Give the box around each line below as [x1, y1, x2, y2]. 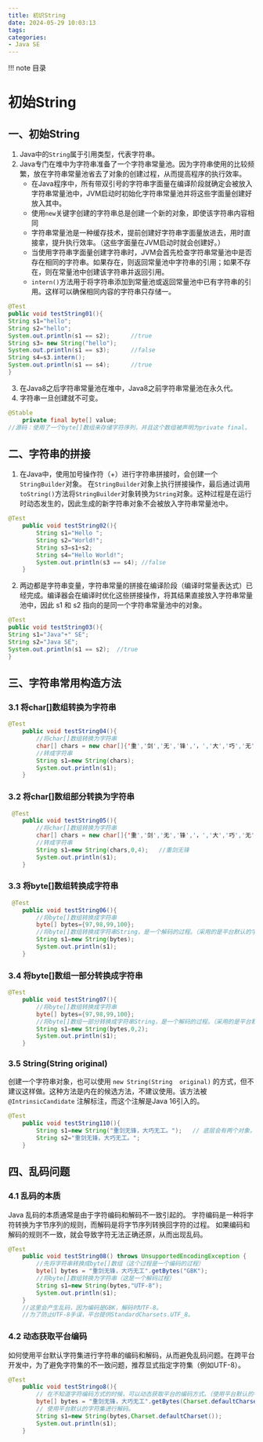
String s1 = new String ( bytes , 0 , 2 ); [36, 1025, 149, 1033]
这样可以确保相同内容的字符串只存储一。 [45, 287, 176, 297]
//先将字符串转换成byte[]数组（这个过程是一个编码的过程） [36, 1260, 204, 1268]
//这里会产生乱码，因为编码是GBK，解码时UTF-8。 [22, 1304, 163, 1312]
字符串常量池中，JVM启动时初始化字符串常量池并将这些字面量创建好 [31, 189, 252, 199]
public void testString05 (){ [22, 817, 117, 825]
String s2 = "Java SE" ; [8, 637, 79, 646]
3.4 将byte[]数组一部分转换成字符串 [8, 970, 143, 981]
